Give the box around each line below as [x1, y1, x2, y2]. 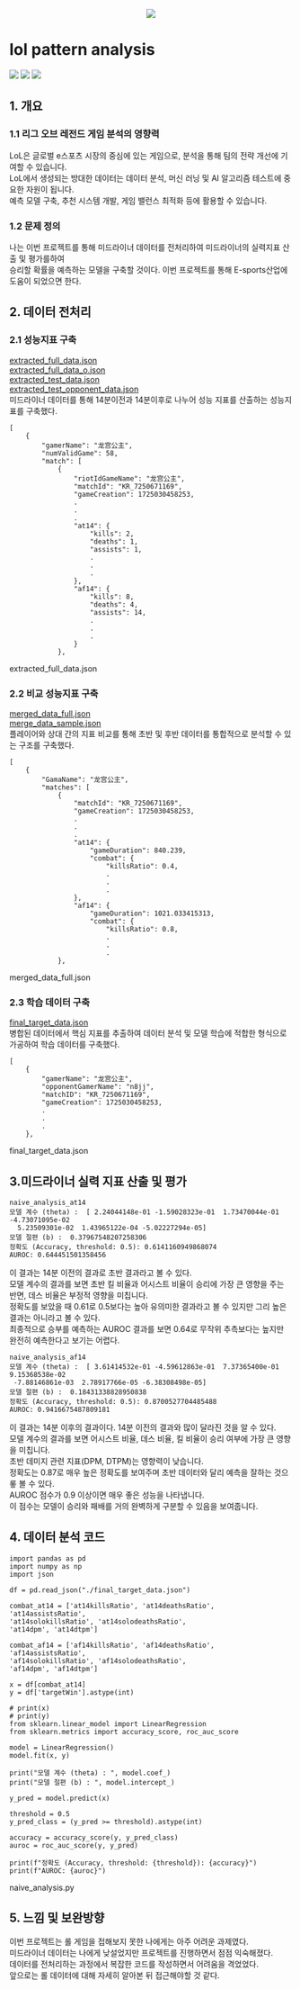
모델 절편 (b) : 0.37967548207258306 [9, 1233, 147, 1242]
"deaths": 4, [89, 599, 139, 609]
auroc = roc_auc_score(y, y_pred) [9, 1840, 139, 1849]
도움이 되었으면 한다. [9, 275, 82, 286]
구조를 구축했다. [18, 739, 75, 751]
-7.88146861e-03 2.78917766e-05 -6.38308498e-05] [13, 1378, 207, 1388]
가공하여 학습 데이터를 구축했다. [9, 1039, 120, 1050]
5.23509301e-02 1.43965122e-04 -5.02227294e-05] [17, 1224, 207, 1233]
